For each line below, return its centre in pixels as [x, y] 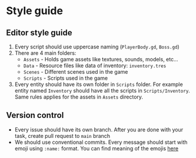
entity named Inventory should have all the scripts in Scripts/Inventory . [102, 90]
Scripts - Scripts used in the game [65, 78]
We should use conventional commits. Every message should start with [101, 142]
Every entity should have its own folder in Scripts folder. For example [99, 84]
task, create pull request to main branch [62, 136]
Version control [35, 115]
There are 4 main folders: [45, 53]
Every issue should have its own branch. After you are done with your [99, 129]
